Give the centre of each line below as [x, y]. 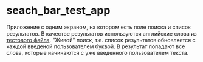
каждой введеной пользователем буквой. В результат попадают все [96, 46]
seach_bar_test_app [58, 11]
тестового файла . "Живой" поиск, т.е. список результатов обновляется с [101, 40]
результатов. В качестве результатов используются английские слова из [102, 33]
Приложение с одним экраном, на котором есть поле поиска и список [99, 27]
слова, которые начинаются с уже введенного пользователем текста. [98, 52]
